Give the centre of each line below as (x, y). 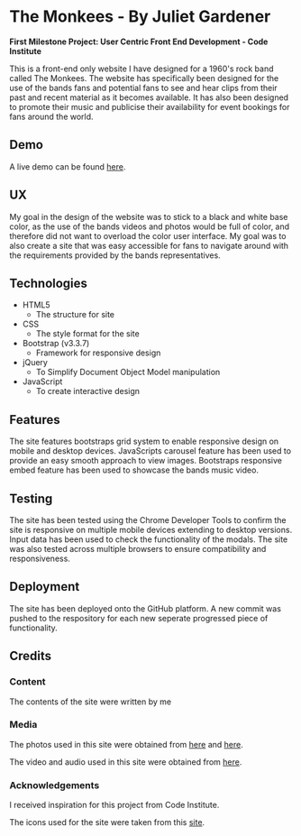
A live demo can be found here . (68, 166)
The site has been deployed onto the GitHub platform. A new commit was (146, 608)
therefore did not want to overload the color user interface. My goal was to (148, 235)
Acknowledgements (55, 785)
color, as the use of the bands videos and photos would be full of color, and (150, 226)
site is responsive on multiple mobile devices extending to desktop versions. (151, 530)
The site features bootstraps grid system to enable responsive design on (144, 441)
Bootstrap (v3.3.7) (56, 344)
